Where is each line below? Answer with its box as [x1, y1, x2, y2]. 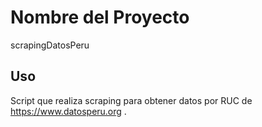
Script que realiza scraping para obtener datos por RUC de [10, 94, 253, 106]
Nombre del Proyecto [10, 6, 190, 29]
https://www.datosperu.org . [10, 105, 127, 117]
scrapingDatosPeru [10, 39, 90, 51]
